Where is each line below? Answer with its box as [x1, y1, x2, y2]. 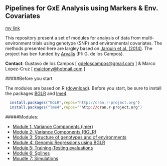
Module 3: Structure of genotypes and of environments [12, 134, 127, 140]
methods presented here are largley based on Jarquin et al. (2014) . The [5, 45, 153, 51]
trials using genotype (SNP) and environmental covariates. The [32, 40, 162, 46]
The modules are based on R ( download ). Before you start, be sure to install [5, 85, 162, 91]
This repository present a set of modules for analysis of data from [5, 34, 141, 40]
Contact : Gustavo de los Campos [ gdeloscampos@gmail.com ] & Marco [5, 60, 155, 66]
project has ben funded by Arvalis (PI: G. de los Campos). [5, 50, 124, 56]
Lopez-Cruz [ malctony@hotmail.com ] [5, 65, 86, 71]
